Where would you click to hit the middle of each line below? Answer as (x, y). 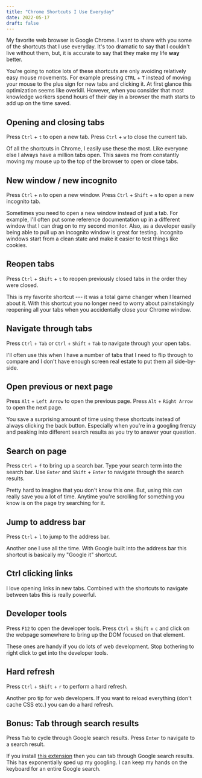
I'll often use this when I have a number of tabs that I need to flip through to (100, 355)
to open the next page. (34, 408)
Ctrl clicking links (40, 574)
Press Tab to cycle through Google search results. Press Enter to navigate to (101, 738)
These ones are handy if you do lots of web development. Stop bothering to (100, 646)
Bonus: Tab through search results (73, 723)
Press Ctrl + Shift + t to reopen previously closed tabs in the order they (96, 278)
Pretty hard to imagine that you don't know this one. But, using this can (94, 490)
